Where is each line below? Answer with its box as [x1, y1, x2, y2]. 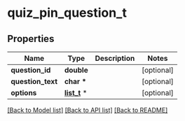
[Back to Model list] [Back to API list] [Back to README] [7, 106, 168, 114]
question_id [11, 65, 51, 75]
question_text [11, 77, 58, 86]
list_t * [64, 88, 88, 97]
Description [95, 54, 135, 63]
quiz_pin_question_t [7, 5, 128, 21]
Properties [7, 33, 55, 45]
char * [64, 77, 87, 86]
